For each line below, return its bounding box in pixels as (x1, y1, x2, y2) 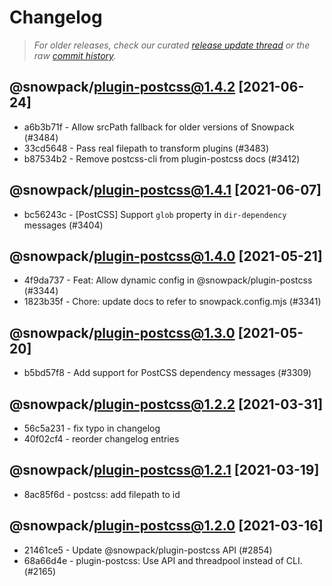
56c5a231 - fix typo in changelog (23, 422, 161, 434)
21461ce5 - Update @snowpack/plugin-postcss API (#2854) (23, 544, 273, 556)
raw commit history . (33, 49, 117, 61)
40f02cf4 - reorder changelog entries (23, 433, 180, 445)
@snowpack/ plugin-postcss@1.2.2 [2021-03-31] (9, 396, 324, 413)
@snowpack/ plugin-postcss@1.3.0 (9, 324, 236, 341)
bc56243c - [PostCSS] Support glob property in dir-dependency (23, 208, 287, 220)
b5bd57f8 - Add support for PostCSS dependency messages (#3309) (23, 367, 312, 379)
